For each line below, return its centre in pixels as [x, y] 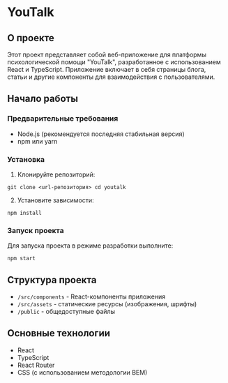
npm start [22, 259]
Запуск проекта [36, 230]
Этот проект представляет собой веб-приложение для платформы [107, 54]
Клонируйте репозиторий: [56, 174]
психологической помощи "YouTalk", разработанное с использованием [114, 62]
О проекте [31, 38]
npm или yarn [37, 141]
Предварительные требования [63, 119]
